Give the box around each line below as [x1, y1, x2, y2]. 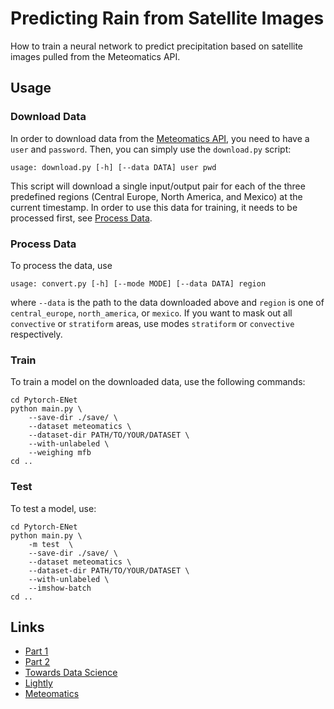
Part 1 [24, 645, 49, 657]
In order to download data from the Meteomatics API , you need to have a [10, 132, 310, 144]
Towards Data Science [24, 667, 118, 679]
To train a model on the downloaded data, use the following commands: [10, 376, 306, 388]
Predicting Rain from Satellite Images [10, 7, 325, 30]
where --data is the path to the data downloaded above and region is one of [10, 296, 325, 308]
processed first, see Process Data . [10, 212, 153, 224]
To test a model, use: [10, 502, 97, 514]
